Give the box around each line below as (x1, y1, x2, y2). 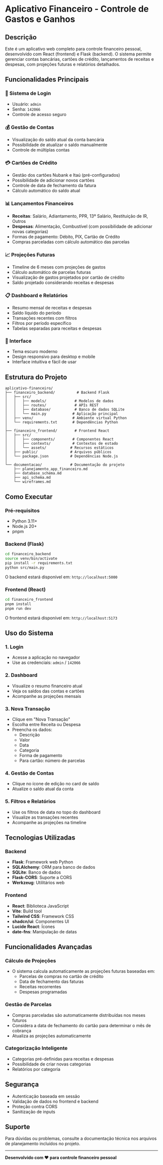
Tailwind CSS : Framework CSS (12, 913, 74, 919)
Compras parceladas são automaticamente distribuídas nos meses (12, 1012, 146, 1018)
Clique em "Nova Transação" (12, 716, 70, 722)
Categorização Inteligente (5, 1045, 68, 1052)
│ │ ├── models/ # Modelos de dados (5, 399, 114, 404)
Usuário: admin (12, 101, 41, 107)
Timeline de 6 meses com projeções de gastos (12, 264, 106, 270)
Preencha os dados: (12, 726, 52, 732)
